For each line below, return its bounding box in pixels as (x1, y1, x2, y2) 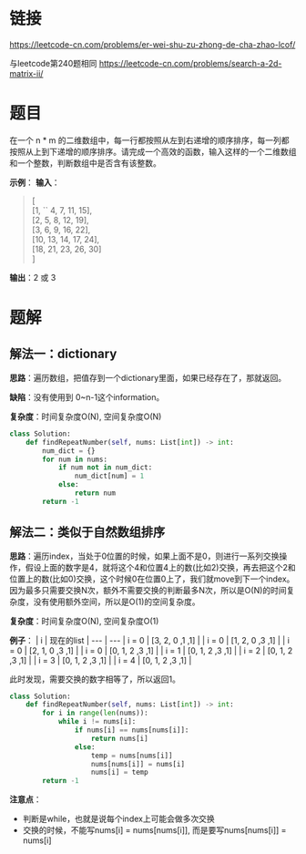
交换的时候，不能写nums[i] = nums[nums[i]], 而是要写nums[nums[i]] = (22, 825, 287, 836)
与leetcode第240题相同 (9, 57, 97, 68)
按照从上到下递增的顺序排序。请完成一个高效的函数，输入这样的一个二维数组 (9, 146, 297, 157)
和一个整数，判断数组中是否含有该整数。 (9, 157, 161, 169)
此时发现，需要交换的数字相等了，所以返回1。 (9, 674, 180, 684)
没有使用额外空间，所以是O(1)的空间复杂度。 (33, 596, 200, 607)
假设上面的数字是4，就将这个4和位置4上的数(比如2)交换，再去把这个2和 (25, 561, 296, 572)
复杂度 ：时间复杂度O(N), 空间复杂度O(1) (9, 615, 159, 626)
